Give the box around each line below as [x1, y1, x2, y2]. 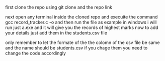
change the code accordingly [5, 50, 66, 56]
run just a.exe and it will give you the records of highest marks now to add [5, 24, 158, 30]
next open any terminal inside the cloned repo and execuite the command [5, 14, 158, 19]
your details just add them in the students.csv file [5, 30, 107, 35]
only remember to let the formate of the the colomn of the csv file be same [5, 39, 160, 45]
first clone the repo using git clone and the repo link [5, 4, 112, 10]
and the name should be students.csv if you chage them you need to [5, 45, 148, 50]
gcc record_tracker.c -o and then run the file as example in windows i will [5, 19, 157, 25]
